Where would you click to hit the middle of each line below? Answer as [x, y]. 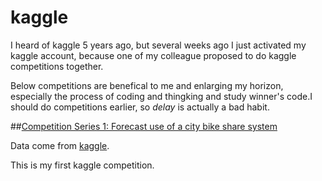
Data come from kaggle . [60, 145]
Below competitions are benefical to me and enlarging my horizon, [147, 85]
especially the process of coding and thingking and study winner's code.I [161, 96]
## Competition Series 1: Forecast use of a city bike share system [144, 126]
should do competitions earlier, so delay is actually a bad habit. [140, 107]
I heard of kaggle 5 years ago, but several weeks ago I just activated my [158, 45]
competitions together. [57, 66]
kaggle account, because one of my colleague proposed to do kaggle [153, 55]
